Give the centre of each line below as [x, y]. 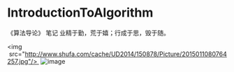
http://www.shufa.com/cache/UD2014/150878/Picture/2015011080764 [126, 54]
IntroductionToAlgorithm [80, 13]
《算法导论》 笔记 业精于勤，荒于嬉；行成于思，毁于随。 [88, 33]
